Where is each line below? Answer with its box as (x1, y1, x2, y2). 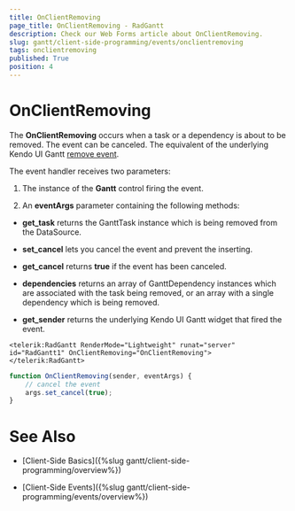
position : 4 (9, 63, 53, 72)
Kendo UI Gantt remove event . (9, 148, 120, 159)
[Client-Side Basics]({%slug (21, 455, 124, 466)
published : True (9, 54, 69, 63)
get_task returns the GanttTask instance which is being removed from (21, 217, 277, 228)
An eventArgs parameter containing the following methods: (21, 200, 240, 211)
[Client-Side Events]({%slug (21, 482, 125, 492)
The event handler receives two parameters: (9, 166, 171, 176)
